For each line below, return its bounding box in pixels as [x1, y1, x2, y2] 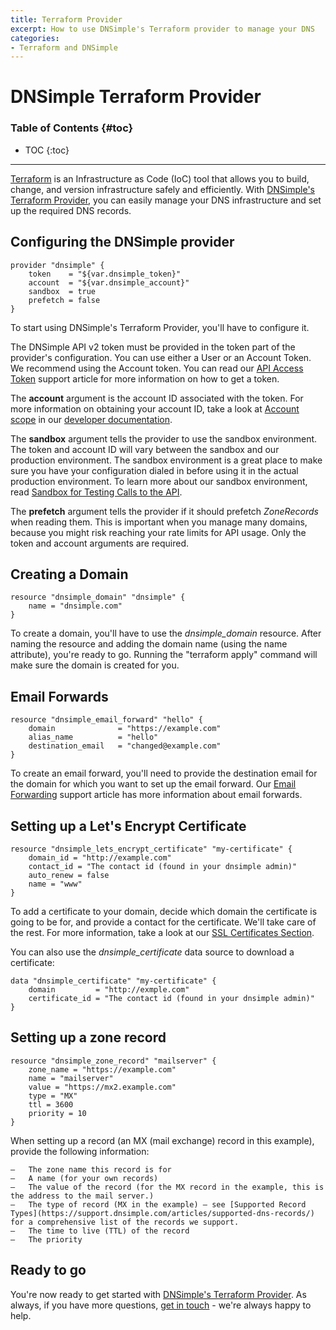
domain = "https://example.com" [28, 724, 222, 734]
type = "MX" [28, 1091, 78, 1101]
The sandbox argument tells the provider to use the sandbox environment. [10, 432, 318, 445]
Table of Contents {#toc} [10, 121, 134, 135]
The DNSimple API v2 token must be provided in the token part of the [10, 341, 296, 353]
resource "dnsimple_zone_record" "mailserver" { [10, 1056, 217, 1066]
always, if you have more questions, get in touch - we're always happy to [10, 1299, 312, 1311]
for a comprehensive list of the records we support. [10, 1217, 240, 1227]
